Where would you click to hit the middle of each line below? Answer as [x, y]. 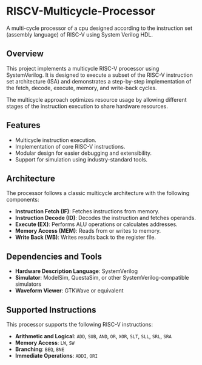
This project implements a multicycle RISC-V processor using [83, 68]
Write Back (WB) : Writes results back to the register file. [86, 237]
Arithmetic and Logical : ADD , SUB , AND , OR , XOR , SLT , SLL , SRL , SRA [93, 336]
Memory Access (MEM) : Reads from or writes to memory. [88, 231]
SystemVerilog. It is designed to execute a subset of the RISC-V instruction [99, 75]
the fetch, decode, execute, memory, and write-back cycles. [82, 88]
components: [23, 200]
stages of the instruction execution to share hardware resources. [87, 106]
